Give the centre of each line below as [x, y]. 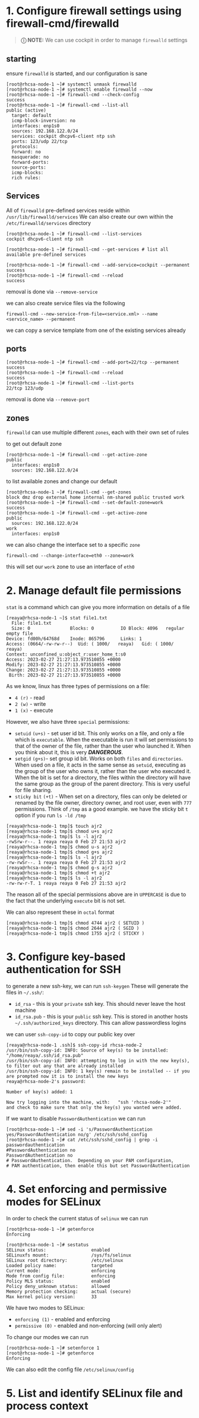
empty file [20, 634]
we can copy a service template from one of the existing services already [96, 330]
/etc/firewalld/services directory [48, 223]
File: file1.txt [31, 623]
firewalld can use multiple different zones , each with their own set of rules [97, 432]
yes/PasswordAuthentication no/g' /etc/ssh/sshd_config [77, 1135]
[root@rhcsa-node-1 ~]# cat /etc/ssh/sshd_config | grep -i [82, 1140]
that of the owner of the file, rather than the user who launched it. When [103, 746]
